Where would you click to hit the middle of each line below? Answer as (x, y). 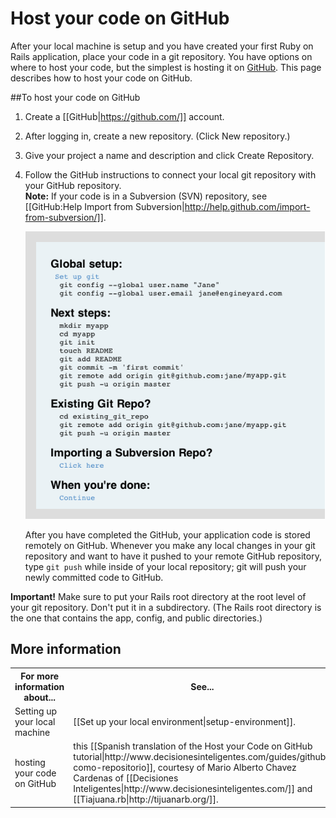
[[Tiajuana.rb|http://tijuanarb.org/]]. (146, 799)
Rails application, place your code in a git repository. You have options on (161, 56)
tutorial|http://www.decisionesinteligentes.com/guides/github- (202, 757)
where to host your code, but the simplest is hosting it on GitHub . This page (166, 67)
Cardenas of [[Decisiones (126, 778)
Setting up (36, 711)
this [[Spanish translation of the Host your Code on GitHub (193, 746)
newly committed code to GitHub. (94, 577)
